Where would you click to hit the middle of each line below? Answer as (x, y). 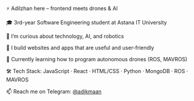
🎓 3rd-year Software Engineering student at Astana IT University (87, 22)
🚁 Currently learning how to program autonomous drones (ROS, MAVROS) (97, 59)
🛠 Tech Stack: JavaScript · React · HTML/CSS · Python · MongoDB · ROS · (97, 71)
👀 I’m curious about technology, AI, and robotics (65, 36)
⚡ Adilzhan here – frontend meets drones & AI (62, 8)
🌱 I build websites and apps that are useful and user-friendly (80, 48)
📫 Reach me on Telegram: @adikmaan (54, 91)
